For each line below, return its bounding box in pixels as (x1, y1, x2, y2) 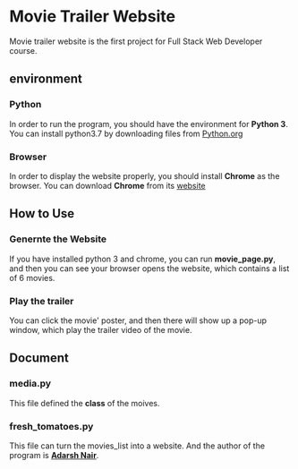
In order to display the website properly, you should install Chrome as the (9, 170, 280, 181)
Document (9, 351, 69, 366)
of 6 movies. (9, 272, 55, 283)
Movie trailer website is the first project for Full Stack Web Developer (9, 36, 263, 47)
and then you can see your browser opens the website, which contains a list (9, 262, 290, 274)
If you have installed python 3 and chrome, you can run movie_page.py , (9, 253, 276, 264)
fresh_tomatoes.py (9, 420, 94, 432)
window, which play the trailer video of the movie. (9, 324, 192, 335)
